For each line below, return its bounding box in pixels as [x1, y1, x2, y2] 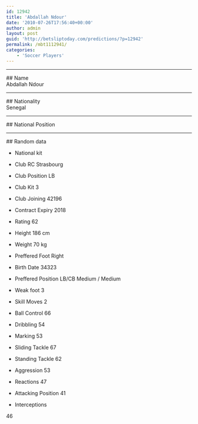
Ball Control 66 [14, 309, 51, 317]
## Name [6, 74, 29, 81]
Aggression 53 [14, 367, 51, 374]
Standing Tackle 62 [14, 355, 62, 362]
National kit [14, 149, 42, 156]
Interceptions [14, 401, 47, 408]
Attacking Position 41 [14, 389, 66, 396]
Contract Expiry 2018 [14, 206, 66, 213]
